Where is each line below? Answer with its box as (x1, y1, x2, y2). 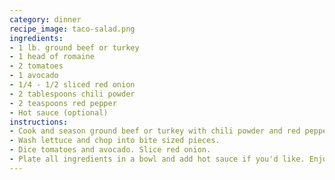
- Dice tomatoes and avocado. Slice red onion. (9, 145, 212, 155)
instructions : (9, 117, 69, 127)
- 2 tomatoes (9, 61, 64, 71)
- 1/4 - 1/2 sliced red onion (9, 80, 136, 90)
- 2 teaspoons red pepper (9, 98, 117, 108)
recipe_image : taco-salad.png (9, 24, 136, 34)
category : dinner (9, 14, 82, 25)
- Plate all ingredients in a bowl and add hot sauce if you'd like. (9, 154, 306, 164)
